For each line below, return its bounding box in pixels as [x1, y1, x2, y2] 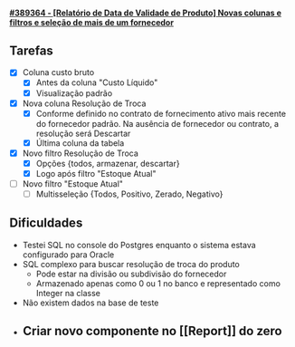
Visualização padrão [35, 87, 113, 99]
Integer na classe [35, 287, 101, 298]
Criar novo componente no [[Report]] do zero [22, 323, 282, 339]
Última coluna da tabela [35, 137, 125, 149]
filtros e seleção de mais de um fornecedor [9, 16, 175, 27]
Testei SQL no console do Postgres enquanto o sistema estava [22, 239, 256, 250]
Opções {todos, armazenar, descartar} [35, 158, 180, 169]
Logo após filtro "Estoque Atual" [35, 168, 157, 178]
